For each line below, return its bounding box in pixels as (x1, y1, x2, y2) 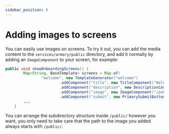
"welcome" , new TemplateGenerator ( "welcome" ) (41, 76, 138, 81)
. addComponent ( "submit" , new (59, 94, 121, 99)
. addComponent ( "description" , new (59, 85, 132, 90)
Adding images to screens (5, 29, 117, 40)
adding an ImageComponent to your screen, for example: (5, 56, 118, 62)
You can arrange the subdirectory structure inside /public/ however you (5, 113, 156, 119)
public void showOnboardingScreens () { (5, 66, 89, 71)
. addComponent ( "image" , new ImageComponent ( (59, 89, 154, 95)
